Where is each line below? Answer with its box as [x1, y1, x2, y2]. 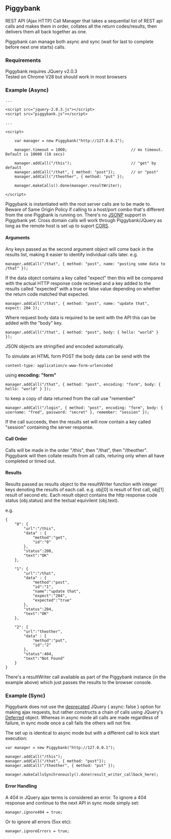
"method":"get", [32, 535, 67, 540]
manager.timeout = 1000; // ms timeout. [14, 147, 163, 152]
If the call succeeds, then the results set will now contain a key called [5, 418, 151, 425]
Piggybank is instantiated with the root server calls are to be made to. [5, 201, 152, 207]
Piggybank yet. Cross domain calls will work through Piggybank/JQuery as [5, 217, 162, 224]
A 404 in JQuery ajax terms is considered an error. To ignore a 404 [5, 794, 146, 800]
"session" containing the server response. [5, 424, 94, 430]
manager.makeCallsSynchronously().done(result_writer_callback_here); [5, 772, 159, 777]
